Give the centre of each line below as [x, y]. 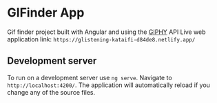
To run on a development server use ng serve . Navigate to [90, 77]
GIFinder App [46, 13]
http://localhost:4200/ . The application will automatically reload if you [108, 85]
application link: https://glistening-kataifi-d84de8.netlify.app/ [101, 39]
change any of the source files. [51, 92]
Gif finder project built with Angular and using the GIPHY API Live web [106, 32]
